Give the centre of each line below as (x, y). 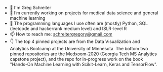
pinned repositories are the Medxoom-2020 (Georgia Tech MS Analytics (83, 54)
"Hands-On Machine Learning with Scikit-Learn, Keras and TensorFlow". (83, 64)
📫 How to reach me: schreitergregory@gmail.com (61, 34)
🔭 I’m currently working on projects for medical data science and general (84, 13)
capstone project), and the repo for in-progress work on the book (76, 59)
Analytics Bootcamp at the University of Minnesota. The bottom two (79, 49)
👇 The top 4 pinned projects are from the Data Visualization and (75, 41)
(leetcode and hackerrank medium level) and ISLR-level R (68, 29)
